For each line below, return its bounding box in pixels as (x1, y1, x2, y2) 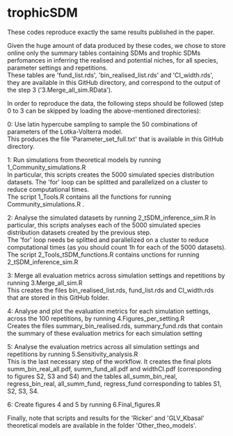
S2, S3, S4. (7, 387, 40, 395)
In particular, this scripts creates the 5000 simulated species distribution (7, 170, 214, 179)
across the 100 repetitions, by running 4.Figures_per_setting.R (7, 314, 185, 323)
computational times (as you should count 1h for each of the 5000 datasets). (7, 243, 227, 251)
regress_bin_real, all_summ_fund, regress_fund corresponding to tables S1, (7, 379, 222, 387)
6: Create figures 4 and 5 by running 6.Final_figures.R (7, 400, 161, 408)
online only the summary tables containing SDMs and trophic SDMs (7, 49, 201, 57)
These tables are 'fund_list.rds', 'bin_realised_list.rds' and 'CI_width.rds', (7, 71, 214, 79)
